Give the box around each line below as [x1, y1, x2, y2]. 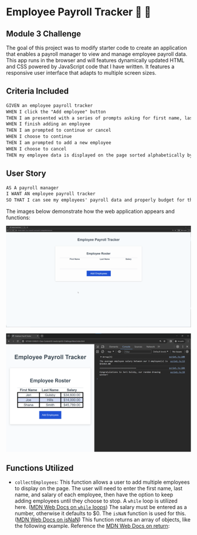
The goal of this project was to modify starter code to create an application [6, 44, 188, 51]
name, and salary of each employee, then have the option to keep [14, 491, 174, 499]
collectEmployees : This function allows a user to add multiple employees [14, 479, 190, 486]
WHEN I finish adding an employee [6, 121, 91, 127]
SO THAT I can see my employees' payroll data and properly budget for [6, 197, 185, 203]
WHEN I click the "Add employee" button [6, 109, 107, 115]
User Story [6, 169, 46, 179]
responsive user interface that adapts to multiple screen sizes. [6, 69, 157, 76]
